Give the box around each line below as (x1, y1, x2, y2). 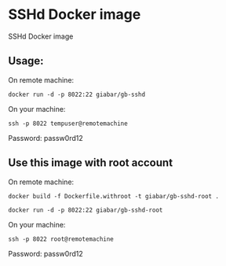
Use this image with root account (8, 156, 173, 170)
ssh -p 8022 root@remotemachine (8, 235, 114, 243)
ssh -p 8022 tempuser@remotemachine (8, 120, 128, 127)
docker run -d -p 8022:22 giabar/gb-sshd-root (8, 206, 163, 214)
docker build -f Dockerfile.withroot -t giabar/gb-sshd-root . (8, 192, 220, 200)
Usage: (8, 54, 45, 68)
